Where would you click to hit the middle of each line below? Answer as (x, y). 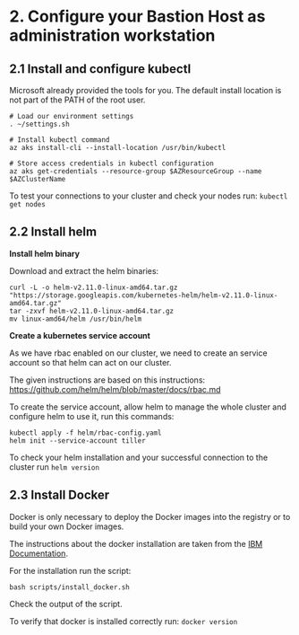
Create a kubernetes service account (80, 335)
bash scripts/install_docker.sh (69, 587)
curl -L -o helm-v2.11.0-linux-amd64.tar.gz (94, 287)
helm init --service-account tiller (77, 441)
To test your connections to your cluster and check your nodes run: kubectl (149, 196)
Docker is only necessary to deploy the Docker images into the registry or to (150, 516)
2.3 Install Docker (60, 495)
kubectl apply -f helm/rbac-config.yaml (86, 433)
